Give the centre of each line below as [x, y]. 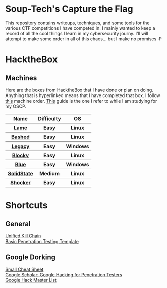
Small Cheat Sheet [24, 269]
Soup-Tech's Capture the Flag [69, 9]
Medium [49, 173]
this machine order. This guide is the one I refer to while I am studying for [81, 101]
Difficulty [49, 118]
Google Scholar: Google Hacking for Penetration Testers [64, 275]
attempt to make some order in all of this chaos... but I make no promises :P [84, 39]
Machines [21, 78]
